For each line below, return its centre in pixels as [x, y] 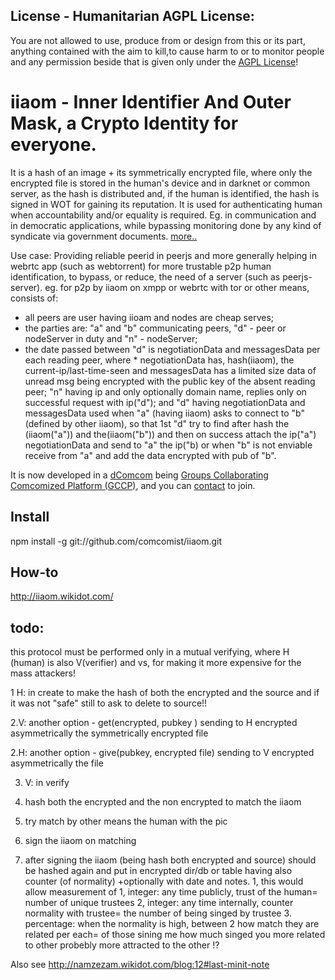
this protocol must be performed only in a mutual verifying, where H [150, 652]
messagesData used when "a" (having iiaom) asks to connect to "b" [164, 413]
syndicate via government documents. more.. [104, 236]
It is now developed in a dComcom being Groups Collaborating [139, 475]
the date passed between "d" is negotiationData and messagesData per [172, 349]
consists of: [34, 298]
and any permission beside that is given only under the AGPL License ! [154, 61]
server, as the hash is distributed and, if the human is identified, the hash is [165, 193]
